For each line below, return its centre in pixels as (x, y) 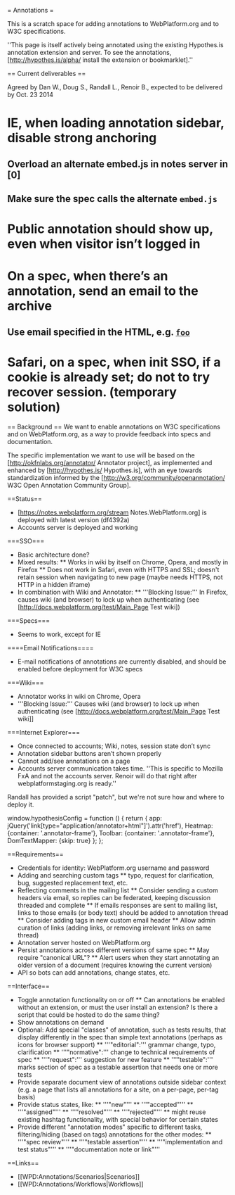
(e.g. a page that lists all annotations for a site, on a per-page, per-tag (118, 1089)
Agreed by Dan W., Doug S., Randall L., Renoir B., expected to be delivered (115, 87)
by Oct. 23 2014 (31, 95)
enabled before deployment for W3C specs (80, 669)
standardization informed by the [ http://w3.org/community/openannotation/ (116, 477)
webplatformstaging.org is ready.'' (67, 783)
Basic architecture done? (53, 555)
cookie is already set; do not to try (109, 377)
